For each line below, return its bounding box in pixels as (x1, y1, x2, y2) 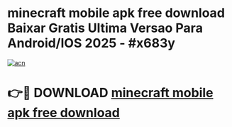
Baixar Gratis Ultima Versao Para (7, 20, 204, 36)
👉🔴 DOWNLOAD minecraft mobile (7, 85, 214, 101)
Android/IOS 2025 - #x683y (7, 35, 176, 51)
